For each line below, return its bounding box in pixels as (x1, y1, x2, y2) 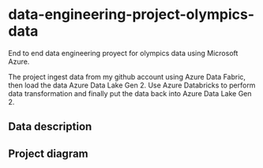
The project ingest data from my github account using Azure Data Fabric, (8, 72, 246, 81)
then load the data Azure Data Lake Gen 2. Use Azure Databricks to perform (8, 80, 256, 90)
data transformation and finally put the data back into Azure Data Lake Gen (8, 88, 252, 98)
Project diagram (8, 147, 88, 160)
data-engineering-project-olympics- (8, 6, 255, 24)
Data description (8, 120, 92, 133)
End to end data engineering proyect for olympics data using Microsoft (8, 48, 239, 58)
